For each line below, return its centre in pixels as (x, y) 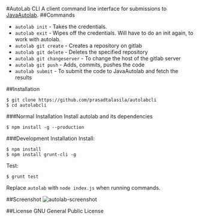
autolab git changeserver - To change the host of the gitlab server (98, 58)
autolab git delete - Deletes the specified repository (81, 52)
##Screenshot (24, 199)
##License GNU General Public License (55, 211)
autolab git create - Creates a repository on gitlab (79, 45)
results (23, 77)
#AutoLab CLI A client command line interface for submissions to (86, 9)
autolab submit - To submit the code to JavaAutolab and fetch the (97, 71)
